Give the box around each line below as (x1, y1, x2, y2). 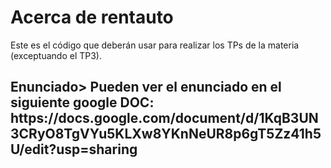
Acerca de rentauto (10, 6, 174, 29)
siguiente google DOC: (10, 94, 155, 111)
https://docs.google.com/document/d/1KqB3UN (10, 110, 319, 127)
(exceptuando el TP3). (10, 49, 103, 61)
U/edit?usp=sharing (10, 141, 138, 158)
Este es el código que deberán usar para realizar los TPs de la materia (10, 39, 300, 51)
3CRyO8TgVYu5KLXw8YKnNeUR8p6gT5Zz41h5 (10, 126, 322, 143)
